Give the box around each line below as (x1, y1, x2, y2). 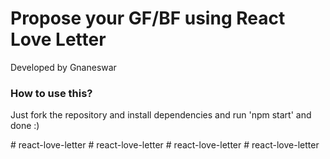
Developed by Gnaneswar (10, 61, 117, 73)
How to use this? (10, 86, 93, 100)
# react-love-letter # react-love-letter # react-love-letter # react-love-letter (10, 139, 320, 151)
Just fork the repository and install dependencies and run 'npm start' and (10, 109, 312, 121)
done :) (10, 120, 40, 132)
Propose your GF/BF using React (10, 7, 286, 30)
